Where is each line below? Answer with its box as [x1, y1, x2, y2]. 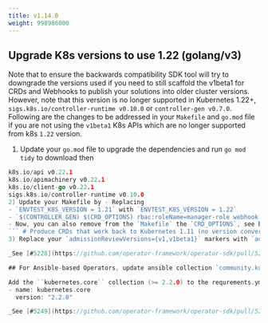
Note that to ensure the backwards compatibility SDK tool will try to [8, 69, 230, 80]
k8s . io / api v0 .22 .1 [8, 168, 73, 176]
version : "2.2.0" [15, 293, 73, 301]
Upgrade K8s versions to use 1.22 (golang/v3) [8, 49, 242, 62]
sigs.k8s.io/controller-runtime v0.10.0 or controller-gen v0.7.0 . [8, 104, 232, 113]
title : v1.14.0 [8, 11, 59, 20]
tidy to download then [19, 153, 94, 163]
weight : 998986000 [8, 19, 69, 27]
